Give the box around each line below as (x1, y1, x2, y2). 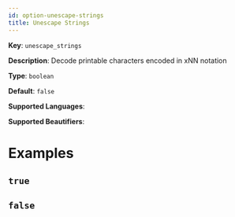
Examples (8, 144, 74, 162)
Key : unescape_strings (8, 40, 82, 50)
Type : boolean (8, 71, 54, 80)
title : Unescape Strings (8, 19, 90, 27)
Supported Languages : (8, 101, 85, 111)
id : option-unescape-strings (8, 11, 104, 20)
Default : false (8, 86, 55, 95)
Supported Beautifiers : (8, 116, 85, 126)
